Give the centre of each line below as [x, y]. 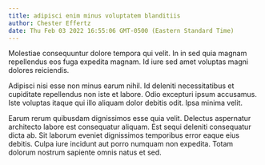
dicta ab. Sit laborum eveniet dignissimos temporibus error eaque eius [124, 135]
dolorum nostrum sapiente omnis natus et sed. [85, 152]
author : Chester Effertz [50, 23]
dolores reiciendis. [39, 70]
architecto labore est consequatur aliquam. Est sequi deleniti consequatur [130, 127]
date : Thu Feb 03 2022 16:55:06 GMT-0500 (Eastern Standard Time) [121, 30]
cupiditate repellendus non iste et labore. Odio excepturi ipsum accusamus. [133, 95]
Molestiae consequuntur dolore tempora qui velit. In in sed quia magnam [128, 54]
